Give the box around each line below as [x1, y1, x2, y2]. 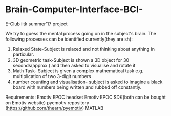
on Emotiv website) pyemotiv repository [5, 99, 90, 106]
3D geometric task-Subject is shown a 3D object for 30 [12, 56, 130, 63]
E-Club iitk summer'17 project [5, 21, 68, 27]
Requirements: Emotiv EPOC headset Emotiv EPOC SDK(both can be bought [5, 94, 166, 100]
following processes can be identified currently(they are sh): [5, 36, 133, 42]
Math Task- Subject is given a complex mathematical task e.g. [12, 68, 144, 74]
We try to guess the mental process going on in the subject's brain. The [5, 30, 156, 36]
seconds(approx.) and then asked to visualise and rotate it [12, 62, 136, 68]
